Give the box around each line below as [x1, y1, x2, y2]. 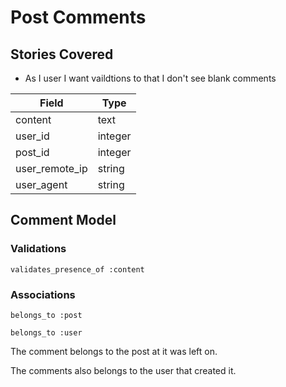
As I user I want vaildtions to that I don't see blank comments [24, 72, 277, 84]
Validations [10, 242, 67, 256]
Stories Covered [10, 46, 114, 63]
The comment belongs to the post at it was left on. [10, 345, 218, 357]
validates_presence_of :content [10, 264, 145, 275]
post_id [15, 146, 50, 159]
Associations [10, 287, 76, 301]
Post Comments [10, 6, 147, 29]
